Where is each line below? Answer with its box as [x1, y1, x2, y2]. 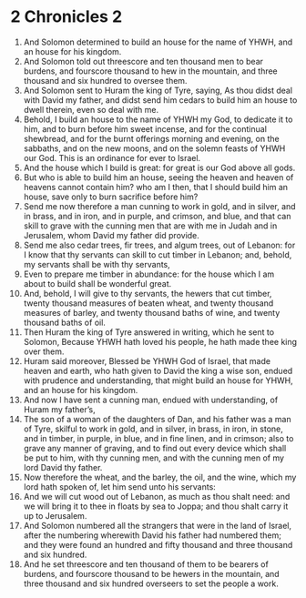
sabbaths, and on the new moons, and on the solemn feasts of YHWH [23, 143, 286, 154]
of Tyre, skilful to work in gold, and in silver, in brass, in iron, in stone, [23, 423, 283, 434]
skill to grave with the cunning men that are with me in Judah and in [23, 220, 278, 231]
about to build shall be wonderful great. [23, 278, 172, 289]
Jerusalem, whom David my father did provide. [23, 229, 199, 240]
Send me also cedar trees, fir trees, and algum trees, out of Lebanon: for [23, 239, 296, 250]
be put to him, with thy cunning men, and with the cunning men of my [23, 452, 285, 463]
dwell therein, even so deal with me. [23, 104, 159, 115]
